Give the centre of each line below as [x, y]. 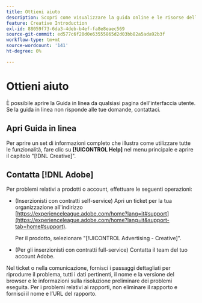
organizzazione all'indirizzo [49, 207]
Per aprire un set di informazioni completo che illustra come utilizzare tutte [99, 143]
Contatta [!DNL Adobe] [50, 175]
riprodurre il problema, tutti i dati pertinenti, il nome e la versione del [90, 275]
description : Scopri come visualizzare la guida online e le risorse [95, 18]
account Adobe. [35, 257]
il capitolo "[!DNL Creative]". [41, 156]
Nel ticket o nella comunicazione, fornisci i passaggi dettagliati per [88, 268]
